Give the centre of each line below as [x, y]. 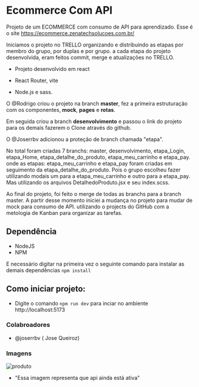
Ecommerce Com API [59, 10]
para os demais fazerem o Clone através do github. [69, 127]
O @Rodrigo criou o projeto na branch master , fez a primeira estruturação [97, 103]
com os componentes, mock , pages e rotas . [61, 110]
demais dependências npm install [48, 270]
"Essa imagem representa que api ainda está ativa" [77, 378]
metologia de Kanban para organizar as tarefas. [64, 213]
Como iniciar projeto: [46, 289]
